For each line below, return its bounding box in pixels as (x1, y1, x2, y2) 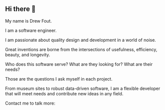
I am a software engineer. (5, 27, 57, 33)
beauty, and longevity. (5, 52, 50, 57)
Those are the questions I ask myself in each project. (5, 76, 113, 82)
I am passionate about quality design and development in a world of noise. (5, 37, 156, 43)
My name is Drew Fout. (5, 18, 52, 24)
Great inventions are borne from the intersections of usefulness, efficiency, (5, 46, 158, 52)
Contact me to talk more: (5, 100, 56, 106)
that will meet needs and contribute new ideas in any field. (5, 90, 124, 96)
